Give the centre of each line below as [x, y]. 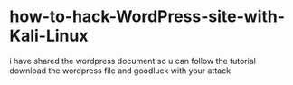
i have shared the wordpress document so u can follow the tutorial [132, 61]
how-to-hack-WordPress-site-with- [147, 17]
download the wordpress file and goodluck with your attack [120, 71]
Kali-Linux [49, 36]
